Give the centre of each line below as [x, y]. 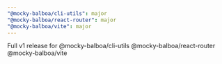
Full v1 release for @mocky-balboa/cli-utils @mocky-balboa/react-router [111, 46]
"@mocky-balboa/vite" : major [49, 26]
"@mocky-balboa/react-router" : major [62, 20]
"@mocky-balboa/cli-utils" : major [57, 13]
